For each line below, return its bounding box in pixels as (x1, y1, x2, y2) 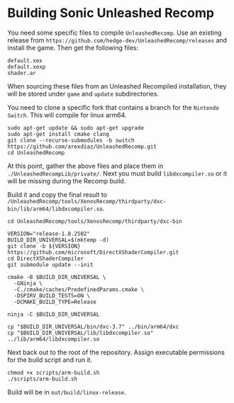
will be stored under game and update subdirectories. (7, 89, 160, 98)
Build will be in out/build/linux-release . (7, 387, 126, 396)
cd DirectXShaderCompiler (7, 255, 84, 262)
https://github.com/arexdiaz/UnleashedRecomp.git (7, 143, 157, 150)
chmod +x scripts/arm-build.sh (7, 369, 100, 376)
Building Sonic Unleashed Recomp (7, 5, 215, 21)
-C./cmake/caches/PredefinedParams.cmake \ (13, 285, 144, 293)
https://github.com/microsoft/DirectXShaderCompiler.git (7, 249, 179, 256)
